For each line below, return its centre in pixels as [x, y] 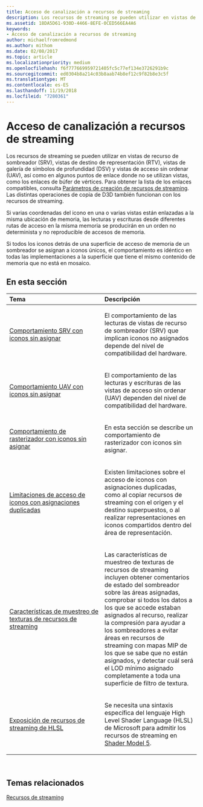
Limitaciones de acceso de [47, 495]
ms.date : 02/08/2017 [32, 51]
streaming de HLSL [37, 728]
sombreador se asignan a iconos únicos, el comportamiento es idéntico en [99, 250]
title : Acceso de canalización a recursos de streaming [78, 12]
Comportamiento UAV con [46, 386]
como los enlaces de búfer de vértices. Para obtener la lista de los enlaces [99, 182]
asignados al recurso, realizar [147, 615]
